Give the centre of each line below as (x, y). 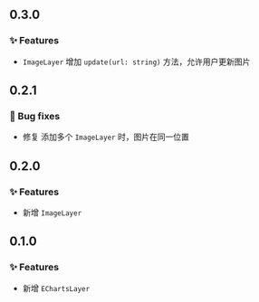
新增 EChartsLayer (56, 288)
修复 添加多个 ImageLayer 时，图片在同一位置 (106, 137)
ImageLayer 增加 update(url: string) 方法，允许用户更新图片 (136, 61)
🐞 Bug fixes (35, 116)
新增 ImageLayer (52, 212)
